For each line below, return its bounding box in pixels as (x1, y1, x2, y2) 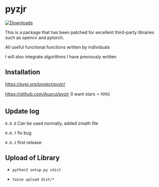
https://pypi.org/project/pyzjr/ (5, 81, 65, 87)
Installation (5, 68, 40, 76)
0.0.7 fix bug (5, 130, 32, 136)
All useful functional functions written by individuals (5, 44, 110, 50)
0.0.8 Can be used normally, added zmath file (5, 120, 98, 126)
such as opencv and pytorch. (5, 35, 64, 40)
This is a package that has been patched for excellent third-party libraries (5, 29, 155, 35)
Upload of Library (5, 153, 60, 162)
